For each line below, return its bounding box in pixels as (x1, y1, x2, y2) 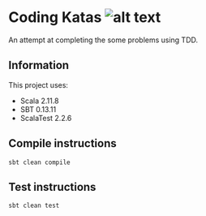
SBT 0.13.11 (19, 104, 57, 114)
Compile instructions (8, 136, 117, 150)
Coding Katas (8, 8, 102, 27)
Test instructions (8, 179, 97, 194)
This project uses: (8, 80, 69, 89)
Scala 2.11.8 (19, 96, 59, 106)
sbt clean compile (8, 158, 71, 166)
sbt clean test (8, 201, 60, 210)
